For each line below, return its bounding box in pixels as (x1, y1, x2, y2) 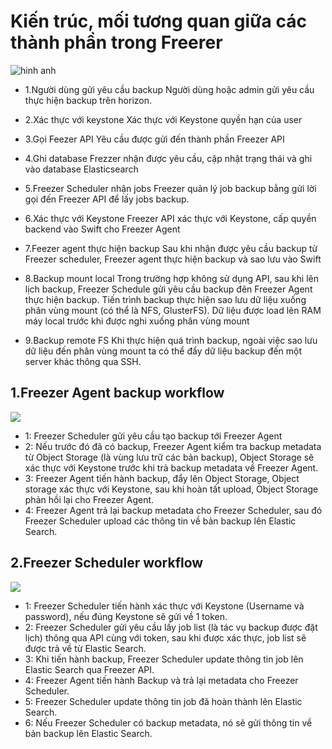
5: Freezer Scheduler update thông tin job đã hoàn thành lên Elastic (24, 695, 303, 707)
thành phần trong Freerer (10, 31, 223, 54)
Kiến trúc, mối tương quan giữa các (10, 10, 307, 33)
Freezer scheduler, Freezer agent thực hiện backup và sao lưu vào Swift (24, 253, 322, 265)
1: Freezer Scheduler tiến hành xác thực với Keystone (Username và (24, 600, 305, 612)
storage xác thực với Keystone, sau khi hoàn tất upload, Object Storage (24, 483, 319, 495)
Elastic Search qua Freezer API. (24, 663, 155, 675)
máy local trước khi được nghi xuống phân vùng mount (24, 315, 250, 327)
